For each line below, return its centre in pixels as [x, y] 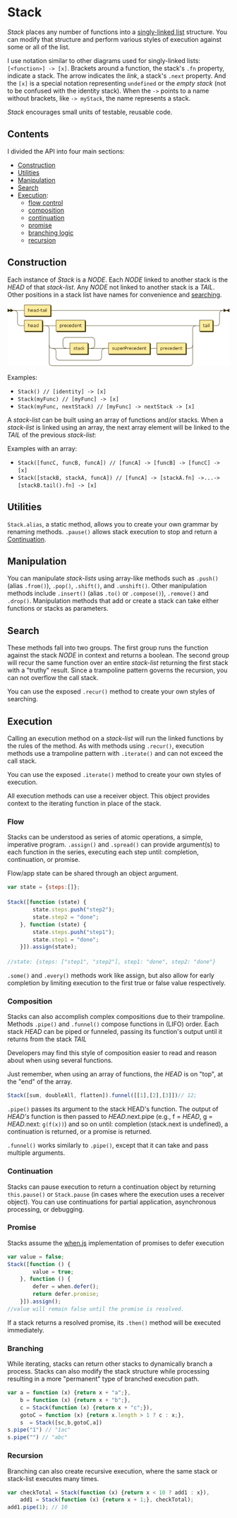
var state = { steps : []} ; [44, 887]
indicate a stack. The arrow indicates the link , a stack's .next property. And [117, 76]
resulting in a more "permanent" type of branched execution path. [103, 1379]
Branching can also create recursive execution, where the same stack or [113, 1471]
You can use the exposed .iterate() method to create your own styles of [114, 775]
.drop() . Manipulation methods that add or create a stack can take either [113, 601]
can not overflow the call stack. [53, 678]
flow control [45, 202]
